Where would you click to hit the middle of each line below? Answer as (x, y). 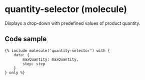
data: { (21, 55)
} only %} (15, 72)
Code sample (26, 39)
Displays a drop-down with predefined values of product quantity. (72, 23)
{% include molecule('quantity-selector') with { (57, 51)
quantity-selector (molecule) (66, 9)
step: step (34, 64)
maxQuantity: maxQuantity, (51, 59)
